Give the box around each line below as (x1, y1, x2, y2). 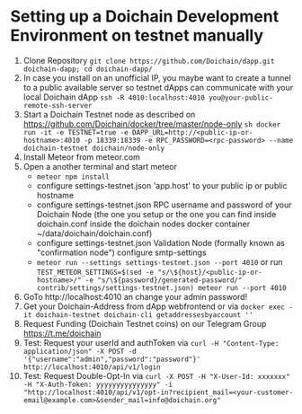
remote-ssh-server (22, 101, 93, 110)
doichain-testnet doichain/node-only (22, 144, 165, 153)
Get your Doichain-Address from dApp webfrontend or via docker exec (22, 301, 286, 312)
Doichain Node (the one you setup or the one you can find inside (36, 208, 277, 219)
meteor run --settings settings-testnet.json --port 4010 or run (36, 256, 283, 267)
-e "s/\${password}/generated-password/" (84, 276, 243, 285)
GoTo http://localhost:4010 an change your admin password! (22, 291, 248, 302)
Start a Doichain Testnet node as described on (22, 109, 196, 119)
